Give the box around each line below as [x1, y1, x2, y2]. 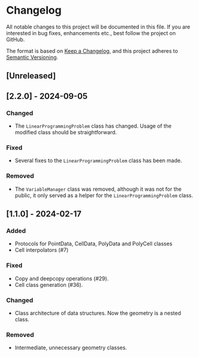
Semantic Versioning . [6, 53, 58, 61]
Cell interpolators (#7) [14, 247, 69, 254]
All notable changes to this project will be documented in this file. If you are [6, 23, 191, 30]
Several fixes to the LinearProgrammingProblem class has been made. [14, 157, 182, 164]
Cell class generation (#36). [14, 281, 83, 288]
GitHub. [6, 36, 25, 43]
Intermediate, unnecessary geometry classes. [14, 344, 127, 351]
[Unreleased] [6, 71, 56, 81]
